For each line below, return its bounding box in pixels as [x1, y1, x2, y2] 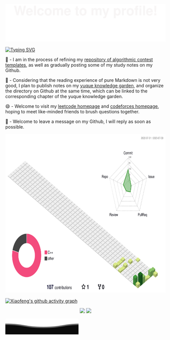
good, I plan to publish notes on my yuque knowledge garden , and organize [5, 82, 164, 88]
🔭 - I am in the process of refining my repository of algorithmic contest [5, 56, 153, 63]
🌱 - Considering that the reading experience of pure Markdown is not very [5, 77, 161, 83]
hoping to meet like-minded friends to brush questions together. [5, 108, 140, 114]
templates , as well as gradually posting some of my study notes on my [5, 61, 153, 68]
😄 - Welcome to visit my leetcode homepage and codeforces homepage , [5, 103, 159, 109]
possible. [5, 123, 24, 130]
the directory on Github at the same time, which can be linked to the [5, 88, 148, 94]
